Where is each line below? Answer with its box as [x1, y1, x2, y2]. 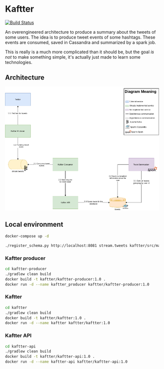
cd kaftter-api [5, 344, 36, 349]
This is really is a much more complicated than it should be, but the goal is [5, 49, 154, 55]
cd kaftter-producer [5, 266, 47, 271]
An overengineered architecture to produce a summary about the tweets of [5, 29, 156, 35]
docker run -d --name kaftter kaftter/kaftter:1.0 [5, 321, 110, 326]
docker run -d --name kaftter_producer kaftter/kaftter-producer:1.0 [5, 282, 150, 287]
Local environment [5, 220, 63, 228]
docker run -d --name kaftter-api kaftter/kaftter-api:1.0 [5, 359, 128, 365]
